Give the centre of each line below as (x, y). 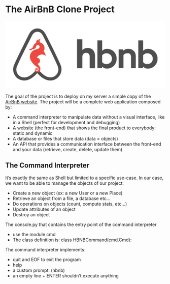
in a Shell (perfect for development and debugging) (66, 123)
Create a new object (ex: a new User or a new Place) (67, 193)
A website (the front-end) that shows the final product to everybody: (84, 128)
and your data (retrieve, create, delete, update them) (67, 150)
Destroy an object (31, 214)
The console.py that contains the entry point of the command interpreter (81, 224)
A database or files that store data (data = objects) (65, 139)
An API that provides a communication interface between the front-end (87, 144)
